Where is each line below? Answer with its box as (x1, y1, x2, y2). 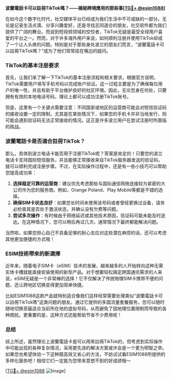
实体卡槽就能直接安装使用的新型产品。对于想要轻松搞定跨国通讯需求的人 (5, 269, 158, 275)
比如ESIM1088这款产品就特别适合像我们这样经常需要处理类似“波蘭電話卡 (5, 293, 159, 299)
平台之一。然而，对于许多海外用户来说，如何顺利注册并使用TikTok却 (14, 35, 159, 41)
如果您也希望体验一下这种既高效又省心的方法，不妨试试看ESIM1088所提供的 (5, 351, 165, 358)
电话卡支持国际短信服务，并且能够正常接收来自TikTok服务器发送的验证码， (5, 157, 163, 163)
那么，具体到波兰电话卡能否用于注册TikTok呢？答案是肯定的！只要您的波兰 (5, 150, 163, 157)
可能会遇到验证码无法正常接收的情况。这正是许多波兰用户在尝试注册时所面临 (5, 117, 167, 123)
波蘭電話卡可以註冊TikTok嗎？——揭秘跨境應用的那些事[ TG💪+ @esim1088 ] (5, 5, 165, 11)
